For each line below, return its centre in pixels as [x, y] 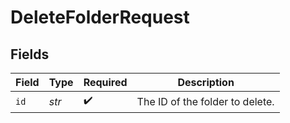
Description [206, 82]
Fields [30, 54]
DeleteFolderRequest [100, 17]
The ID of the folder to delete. [205, 101]
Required [105, 82]
